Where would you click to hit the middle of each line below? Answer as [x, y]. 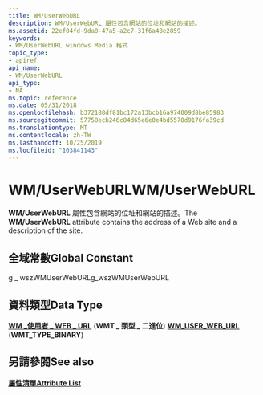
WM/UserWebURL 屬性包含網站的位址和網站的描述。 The [103, 213]
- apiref [23, 61]
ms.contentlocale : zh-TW [50, 135]
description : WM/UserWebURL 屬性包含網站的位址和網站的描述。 [105, 23]
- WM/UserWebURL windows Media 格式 [68, 46]
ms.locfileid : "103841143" [53, 150]
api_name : [25, 68]
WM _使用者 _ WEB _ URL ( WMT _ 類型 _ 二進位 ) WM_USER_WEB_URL [124, 325]
